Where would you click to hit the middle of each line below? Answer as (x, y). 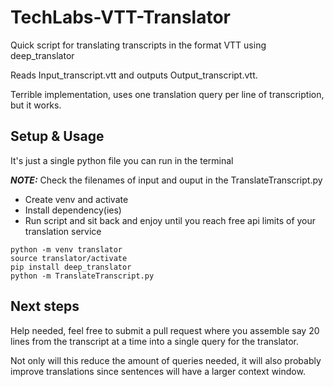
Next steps (45, 306)
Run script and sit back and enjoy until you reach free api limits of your (170, 220)
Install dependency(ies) (73, 210)
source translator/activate (69, 258)
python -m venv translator (66, 249)
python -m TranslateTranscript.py (82, 276)
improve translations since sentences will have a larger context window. (158, 371)
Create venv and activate (76, 199)
